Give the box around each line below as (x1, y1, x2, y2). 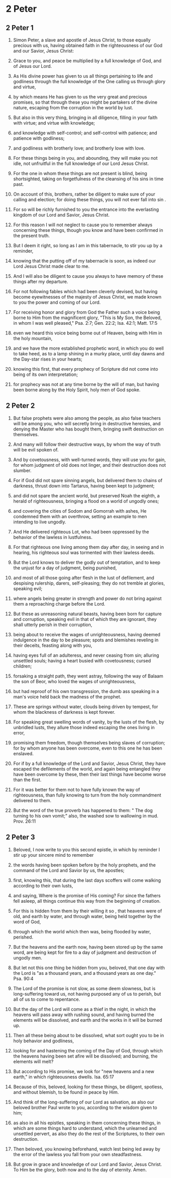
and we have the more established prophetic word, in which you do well (13, 345, 164, 351)
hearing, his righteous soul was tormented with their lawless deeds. (13, 549, 155, 556)
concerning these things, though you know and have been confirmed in (13, 227, 163, 233)
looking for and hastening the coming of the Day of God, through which (13, 1047, 163, 1053)
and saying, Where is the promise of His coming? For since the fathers (13, 892, 161, 899)
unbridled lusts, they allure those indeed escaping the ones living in (13, 724, 155, 730)
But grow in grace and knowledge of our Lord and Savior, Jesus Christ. (13, 1161, 162, 1167)
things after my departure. (13, 279, 68, 284)
